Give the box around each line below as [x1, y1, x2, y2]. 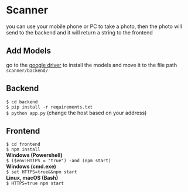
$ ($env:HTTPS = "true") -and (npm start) [6, 158, 111, 164]
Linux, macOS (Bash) [6, 174, 59, 181]
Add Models [6, 46, 52, 56]
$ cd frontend [6, 141, 41, 148]
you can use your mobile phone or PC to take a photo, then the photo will [6, 23, 183, 30]
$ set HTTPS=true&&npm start [6, 169, 77, 175]
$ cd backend [6, 99, 38, 105]
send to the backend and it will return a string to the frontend [6, 29, 153, 36]
